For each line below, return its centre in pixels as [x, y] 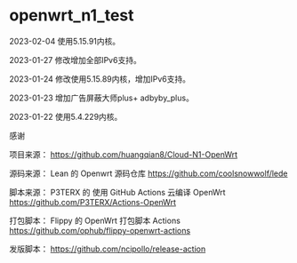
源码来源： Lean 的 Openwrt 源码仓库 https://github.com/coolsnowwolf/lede [148, 173]
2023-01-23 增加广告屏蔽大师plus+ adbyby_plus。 [101, 98]
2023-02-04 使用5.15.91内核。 [65, 41]
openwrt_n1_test [72, 16]
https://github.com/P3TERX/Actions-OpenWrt [92, 202]
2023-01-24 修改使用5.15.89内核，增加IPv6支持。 [100, 79]
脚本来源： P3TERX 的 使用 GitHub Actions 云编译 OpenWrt [117, 192]
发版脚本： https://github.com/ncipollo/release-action [108, 249]
